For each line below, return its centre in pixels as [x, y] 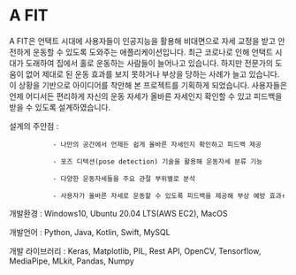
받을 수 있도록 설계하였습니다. [60, 107]
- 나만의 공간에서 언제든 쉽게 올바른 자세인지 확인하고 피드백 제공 [157, 144]
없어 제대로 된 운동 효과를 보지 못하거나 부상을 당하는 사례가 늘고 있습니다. [152, 74]
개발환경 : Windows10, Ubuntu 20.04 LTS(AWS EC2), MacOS [118, 213]
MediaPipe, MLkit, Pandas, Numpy [72, 261]
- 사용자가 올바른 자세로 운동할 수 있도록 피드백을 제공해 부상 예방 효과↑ [169, 195]
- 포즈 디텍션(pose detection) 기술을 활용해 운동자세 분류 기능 [158, 161]
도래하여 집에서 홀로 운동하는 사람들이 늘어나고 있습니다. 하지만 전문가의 [149, 63]
